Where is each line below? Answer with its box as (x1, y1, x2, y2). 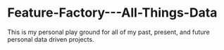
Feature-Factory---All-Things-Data (7, 5, 218, 21)
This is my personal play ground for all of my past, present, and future (7, 28, 210, 36)
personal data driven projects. (7, 35, 94, 43)
